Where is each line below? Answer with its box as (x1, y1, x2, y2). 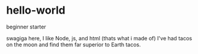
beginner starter (6, 23, 46, 30)
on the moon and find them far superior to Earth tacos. (6, 41, 141, 48)
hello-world (6, 4, 66, 17)
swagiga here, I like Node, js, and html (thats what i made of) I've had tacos (6, 34, 193, 42)
